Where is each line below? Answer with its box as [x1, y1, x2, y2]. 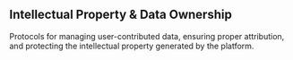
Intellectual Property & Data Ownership [9, 7, 233, 22]
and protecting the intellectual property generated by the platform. [9, 40, 254, 51]
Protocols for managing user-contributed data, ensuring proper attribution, [9, 30, 285, 41]
